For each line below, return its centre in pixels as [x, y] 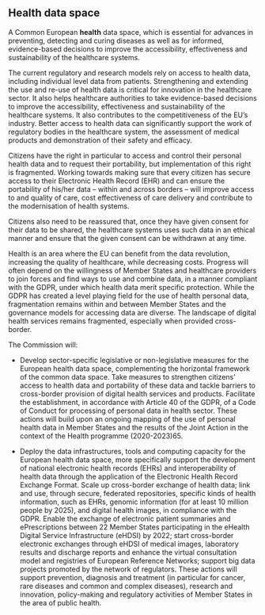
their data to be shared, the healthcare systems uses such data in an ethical [132, 230]
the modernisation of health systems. [69, 206]
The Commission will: [43, 345]
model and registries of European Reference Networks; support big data [137, 560]
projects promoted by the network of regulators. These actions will [128, 569]
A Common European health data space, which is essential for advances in [131, 32]
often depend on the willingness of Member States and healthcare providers [132, 270]
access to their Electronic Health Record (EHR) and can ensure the [117, 181]
